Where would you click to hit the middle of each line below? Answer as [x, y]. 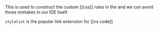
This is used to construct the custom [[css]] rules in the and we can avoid [79, 7]
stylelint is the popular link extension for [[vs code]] [59, 22]
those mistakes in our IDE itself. [37, 12]
